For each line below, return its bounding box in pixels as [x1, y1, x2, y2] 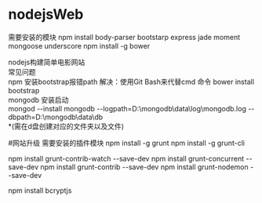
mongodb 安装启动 [8, 95, 69, 104]
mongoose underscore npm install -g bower [8, 41, 151, 50]
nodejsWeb [8, 5, 84, 24]
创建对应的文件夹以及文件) [38, 121, 124, 131]
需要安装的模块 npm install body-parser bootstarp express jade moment [8, 32, 241, 42]
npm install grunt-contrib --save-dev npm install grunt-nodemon [40, 162, 249, 172]
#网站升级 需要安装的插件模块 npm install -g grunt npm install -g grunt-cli [8, 138, 246, 147]
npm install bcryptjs [8, 186, 72, 195]
